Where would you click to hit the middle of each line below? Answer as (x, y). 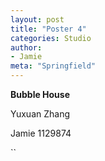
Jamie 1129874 (41, 133)
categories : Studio (51, 38)
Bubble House (40, 94)
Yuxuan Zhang (40, 114)
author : (26, 47)
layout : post (37, 19)
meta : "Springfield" (53, 66)
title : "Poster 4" (48, 29)
